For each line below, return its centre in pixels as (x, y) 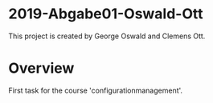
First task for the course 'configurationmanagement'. (96, 90)
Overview (41, 68)
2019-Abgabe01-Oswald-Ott (106, 14)
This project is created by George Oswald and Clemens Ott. (107, 36)
